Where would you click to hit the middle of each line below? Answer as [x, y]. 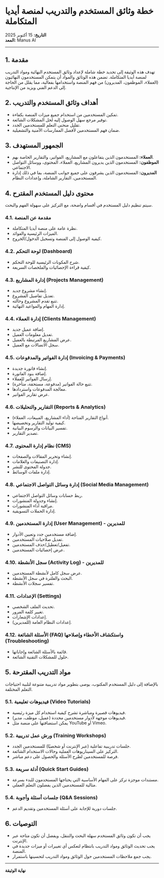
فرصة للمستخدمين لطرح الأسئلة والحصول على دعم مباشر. [65, 757]
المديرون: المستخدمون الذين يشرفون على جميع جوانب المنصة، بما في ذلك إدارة [84, 173]
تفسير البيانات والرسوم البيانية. [40, 428]
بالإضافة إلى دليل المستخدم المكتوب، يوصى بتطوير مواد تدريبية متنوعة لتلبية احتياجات [82, 684]
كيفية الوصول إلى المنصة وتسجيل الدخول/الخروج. [57, 239]
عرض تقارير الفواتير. [31, 394]
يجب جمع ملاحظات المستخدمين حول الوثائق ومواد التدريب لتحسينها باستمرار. [82, 856]
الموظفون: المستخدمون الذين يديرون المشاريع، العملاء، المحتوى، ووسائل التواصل [85, 162]
